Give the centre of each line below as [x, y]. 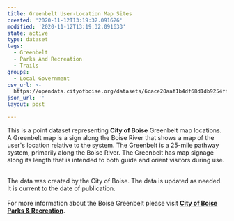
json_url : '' [26, 98]
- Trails [26, 66]
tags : [15, 46]
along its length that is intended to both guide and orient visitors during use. [116, 160]
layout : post [26, 105]
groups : [18, 72]
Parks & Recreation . [36, 211]
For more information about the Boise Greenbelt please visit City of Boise [112, 203]
